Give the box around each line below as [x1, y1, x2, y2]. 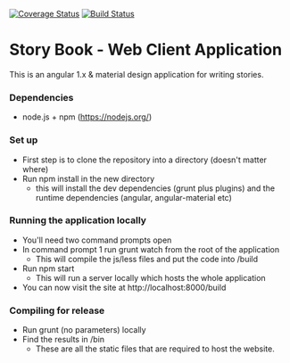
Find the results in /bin [21, 334, 105, 345]
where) [21, 163, 49, 174]
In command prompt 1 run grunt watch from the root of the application [21, 243, 279, 254]
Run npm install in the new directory [21, 173, 155, 184]
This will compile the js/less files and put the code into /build [35, 253, 259, 264]
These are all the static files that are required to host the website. [35, 343, 275, 354]
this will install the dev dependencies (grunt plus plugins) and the [35, 183, 275, 194]
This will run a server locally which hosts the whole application [35, 272, 266, 283]
